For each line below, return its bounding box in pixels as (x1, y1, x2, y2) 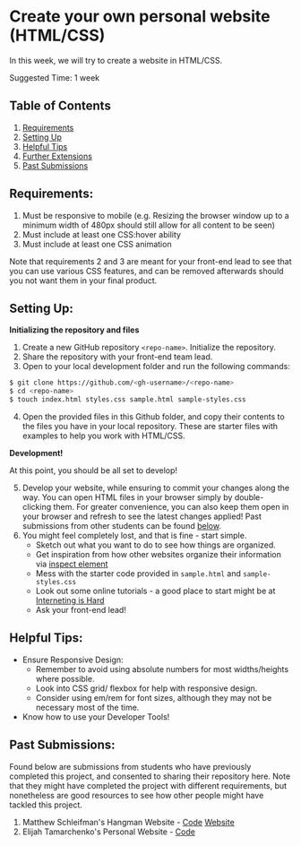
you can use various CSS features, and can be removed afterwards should (9, 265, 284, 276)
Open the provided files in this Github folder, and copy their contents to (21, 411, 285, 422)
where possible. (35, 673, 95, 684)
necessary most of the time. (35, 702, 140, 712)
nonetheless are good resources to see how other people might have (9, 790, 264, 800)
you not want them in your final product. (9, 275, 158, 286)
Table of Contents (9, 99, 112, 114)
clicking (21, 502, 52, 512)
